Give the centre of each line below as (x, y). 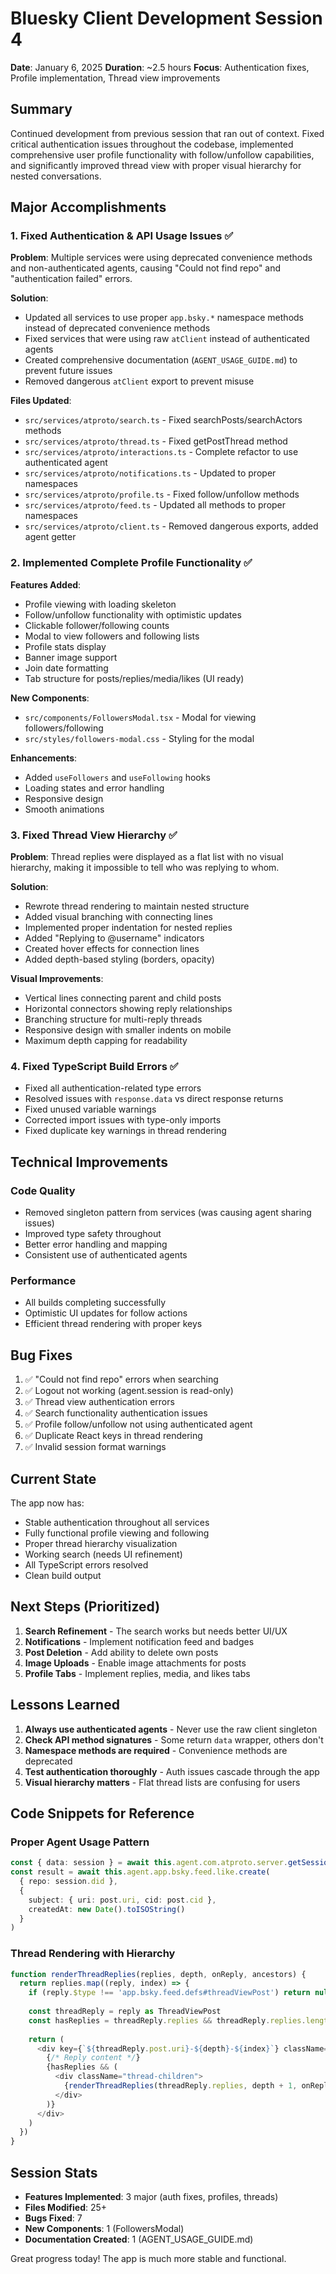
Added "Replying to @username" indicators (114, 938)
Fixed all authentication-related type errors (113, 1088)
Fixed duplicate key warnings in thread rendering (125, 1131)
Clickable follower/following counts (97, 625)
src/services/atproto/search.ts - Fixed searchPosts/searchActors (163, 420)
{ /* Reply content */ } (93, 2058)
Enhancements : (44, 758)
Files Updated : (41, 401)
